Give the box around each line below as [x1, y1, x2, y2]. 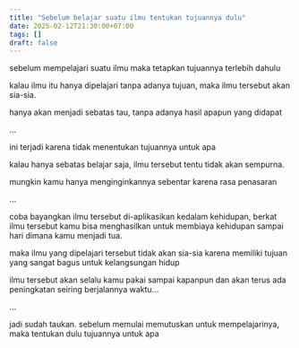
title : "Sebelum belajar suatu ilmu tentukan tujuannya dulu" [9, 13, 246, 22]
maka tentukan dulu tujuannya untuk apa [9, 328, 159, 339]
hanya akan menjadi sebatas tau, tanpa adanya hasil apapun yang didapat [9, 107, 282, 117]
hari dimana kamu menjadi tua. [9, 231, 123, 241]
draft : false [9, 38, 58, 48]
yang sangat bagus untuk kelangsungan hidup [9, 257, 181, 268]
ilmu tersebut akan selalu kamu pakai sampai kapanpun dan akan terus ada [9, 274, 286, 285]
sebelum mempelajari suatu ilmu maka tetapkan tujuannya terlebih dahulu [9, 63, 281, 74]
